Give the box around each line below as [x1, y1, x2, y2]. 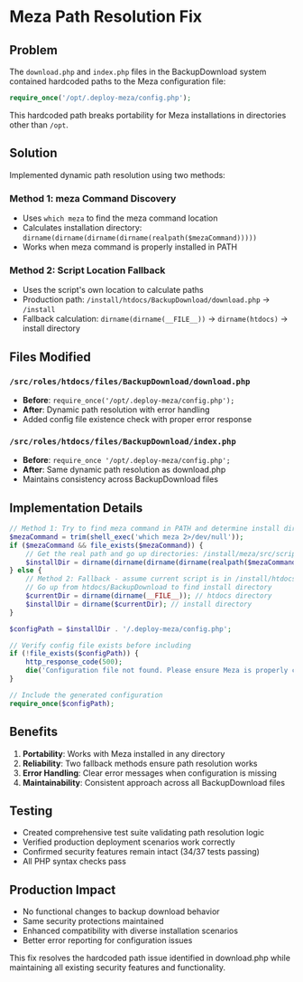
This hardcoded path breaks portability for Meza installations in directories [9, 109, 287, 120]
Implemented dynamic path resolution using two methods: [9, 169, 225, 180]
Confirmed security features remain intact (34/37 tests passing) [22, 846, 260, 857]
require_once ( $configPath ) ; [9, 699, 115, 708]
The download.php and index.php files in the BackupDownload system [9, 66, 267, 77]
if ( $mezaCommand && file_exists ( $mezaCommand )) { [9, 541, 204, 550]
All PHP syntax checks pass [22, 856, 126, 867]
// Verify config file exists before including [9, 640, 192, 650]
